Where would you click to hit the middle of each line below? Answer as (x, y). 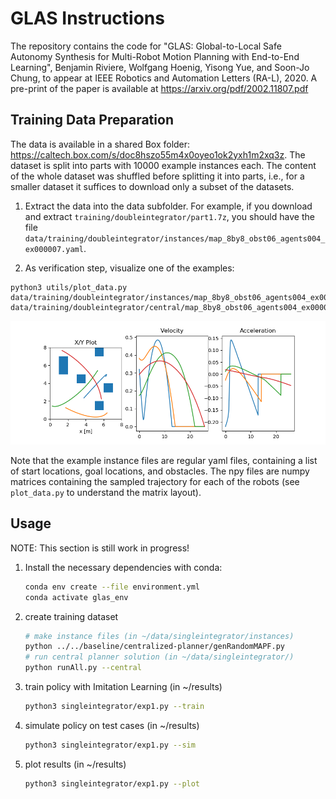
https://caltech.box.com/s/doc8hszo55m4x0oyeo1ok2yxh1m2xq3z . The (158, 154)
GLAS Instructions (87, 18)
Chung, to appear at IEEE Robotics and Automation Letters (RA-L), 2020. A (164, 78)
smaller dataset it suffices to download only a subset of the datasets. (152, 186)
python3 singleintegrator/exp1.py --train (114, 707)
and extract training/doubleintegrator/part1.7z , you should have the (169, 216)
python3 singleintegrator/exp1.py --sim (110, 745)
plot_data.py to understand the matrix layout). (106, 492)
